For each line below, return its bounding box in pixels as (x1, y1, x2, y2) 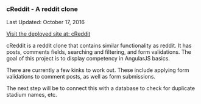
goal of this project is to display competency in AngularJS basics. (6, 55, 171, 62)
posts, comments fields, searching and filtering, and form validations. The (6, 48, 192, 56)
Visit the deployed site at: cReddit (6, 30, 91, 37)
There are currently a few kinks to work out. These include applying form (6, 67, 190, 74)
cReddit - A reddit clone (6, 5, 78, 13)
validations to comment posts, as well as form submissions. (6, 73, 156, 80)
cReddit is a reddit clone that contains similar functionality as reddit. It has (6, 42, 192, 50)
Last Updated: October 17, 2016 (6, 19, 85, 26)
